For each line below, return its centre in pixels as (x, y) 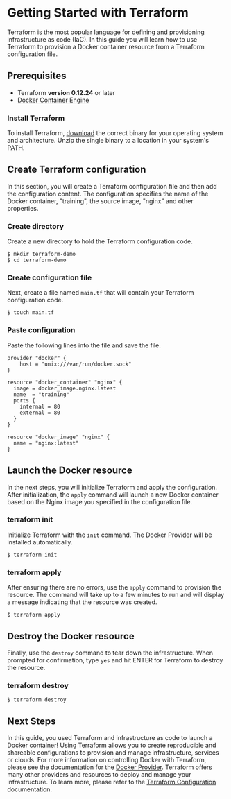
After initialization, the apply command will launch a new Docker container (113, 495)
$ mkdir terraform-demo (42, 255)
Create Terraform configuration (77, 170)
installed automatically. (40, 542)
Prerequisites (37, 76)
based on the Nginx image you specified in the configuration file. (100, 501)
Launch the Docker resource (70, 471)
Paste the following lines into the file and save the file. (84, 345)
